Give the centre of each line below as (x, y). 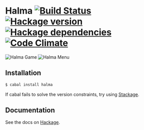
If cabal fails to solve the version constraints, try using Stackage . (72, 94)
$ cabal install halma (29, 84)
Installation (23, 73)
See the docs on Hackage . (33, 122)
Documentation (30, 111)
